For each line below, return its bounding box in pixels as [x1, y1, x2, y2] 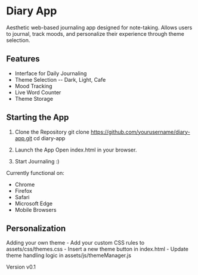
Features [6, 54, 40, 64]
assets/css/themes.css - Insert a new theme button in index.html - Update [6, 246, 189, 253]
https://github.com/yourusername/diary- [90, 128, 191, 135]
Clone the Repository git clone [14, 128, 89, 135]
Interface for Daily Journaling [14, 70, 87, 77]
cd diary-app [33, 134, 66, 141]
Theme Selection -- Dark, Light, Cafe [14, 76, 106, 83]
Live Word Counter [14, 88, 61, 96]
